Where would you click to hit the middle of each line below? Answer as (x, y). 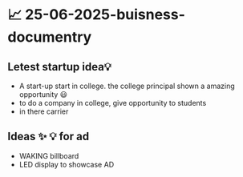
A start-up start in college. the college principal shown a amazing (127, 86)
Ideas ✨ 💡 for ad (49, 137)
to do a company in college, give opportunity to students (113, 103)
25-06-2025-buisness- (105, 15)
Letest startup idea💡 (60, 67)
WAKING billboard (49, 155)
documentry (50, 37)
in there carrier (44, 111)
